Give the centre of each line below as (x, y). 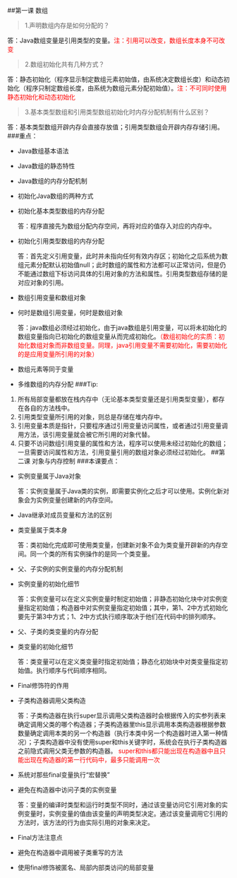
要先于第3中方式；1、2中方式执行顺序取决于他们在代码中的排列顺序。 (119, 616)
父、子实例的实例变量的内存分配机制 (70, 569)
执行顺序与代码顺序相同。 (73, 671)
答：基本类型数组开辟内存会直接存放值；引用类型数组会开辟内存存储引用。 (115, 127)
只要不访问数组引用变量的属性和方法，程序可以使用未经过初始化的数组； (122, 443)
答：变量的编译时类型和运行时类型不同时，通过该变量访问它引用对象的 (120, 805)
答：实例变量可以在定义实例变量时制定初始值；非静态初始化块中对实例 (120, 599)
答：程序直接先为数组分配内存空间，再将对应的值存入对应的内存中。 (116, 226)
